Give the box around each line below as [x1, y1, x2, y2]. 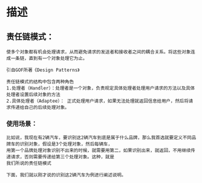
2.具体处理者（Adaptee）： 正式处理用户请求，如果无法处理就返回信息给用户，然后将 [6, 98, 189, 104]
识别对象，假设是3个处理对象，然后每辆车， [19, 141, 113, 147]
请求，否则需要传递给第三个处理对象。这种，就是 [10, 154, 115, 160]
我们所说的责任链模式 [6, 161, 51, 167]
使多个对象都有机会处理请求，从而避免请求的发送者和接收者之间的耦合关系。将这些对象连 [6, 49, 195, 55]
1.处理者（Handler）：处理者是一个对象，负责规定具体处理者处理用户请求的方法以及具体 [6, 85, 195, 91]
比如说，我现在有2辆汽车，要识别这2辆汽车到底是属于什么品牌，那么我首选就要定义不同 [6, 135, 192, 141]
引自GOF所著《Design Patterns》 [6, 67, 80, 73]
